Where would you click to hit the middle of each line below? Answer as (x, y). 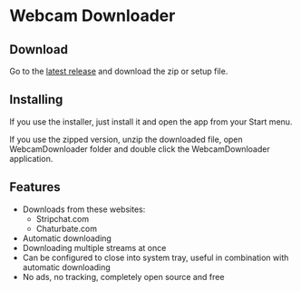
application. (31, 158)
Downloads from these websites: (84, 209)
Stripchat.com (62, 218)
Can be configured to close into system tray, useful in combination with (155, 257)
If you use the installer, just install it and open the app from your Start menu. (151, 121)
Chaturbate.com (67, 228)
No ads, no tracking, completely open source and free (123, 276)
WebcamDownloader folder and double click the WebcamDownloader (140, 149)
